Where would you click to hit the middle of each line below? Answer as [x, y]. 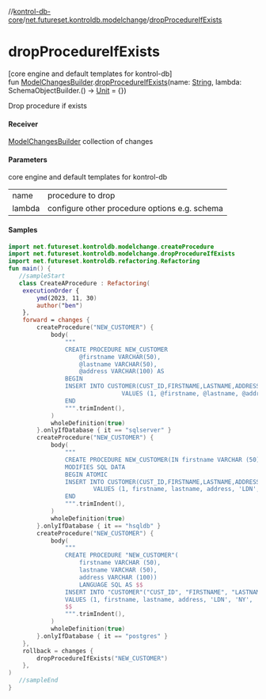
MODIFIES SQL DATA [95, 467]
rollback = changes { [58, 651]
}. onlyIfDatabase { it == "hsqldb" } [99, 526]
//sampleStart [42, 276]
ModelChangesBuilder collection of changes [81, 142]
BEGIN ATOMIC [86, 474]
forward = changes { [56, 320]
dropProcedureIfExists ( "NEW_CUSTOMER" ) [103, 658]
